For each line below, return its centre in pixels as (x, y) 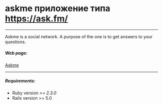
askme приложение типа (58, 8)
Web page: (16, 53)
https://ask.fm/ (37, 19)
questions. (16, 42)
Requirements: (20, 81)
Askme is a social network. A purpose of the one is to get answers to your (79, 36)
